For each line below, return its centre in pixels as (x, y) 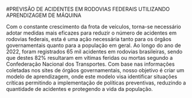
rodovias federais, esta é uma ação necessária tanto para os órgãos (89, 39)
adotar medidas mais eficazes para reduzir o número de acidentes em (92, 33)
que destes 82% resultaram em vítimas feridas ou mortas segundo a (90, 58)
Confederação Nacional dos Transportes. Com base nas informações (91, 64)
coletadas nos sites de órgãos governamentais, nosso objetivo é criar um (95, 70)
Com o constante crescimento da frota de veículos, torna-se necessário (94, 27)
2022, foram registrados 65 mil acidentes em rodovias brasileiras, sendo (95, 52)
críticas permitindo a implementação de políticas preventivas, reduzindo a (96, 83)
